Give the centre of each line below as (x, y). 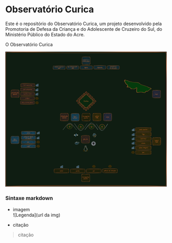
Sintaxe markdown (29, 198)
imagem (21, 209)
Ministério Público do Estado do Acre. (45, 34)
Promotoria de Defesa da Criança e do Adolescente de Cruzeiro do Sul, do (84, 29)
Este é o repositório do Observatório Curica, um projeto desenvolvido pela (84, 24)
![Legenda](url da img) (36, 215)
